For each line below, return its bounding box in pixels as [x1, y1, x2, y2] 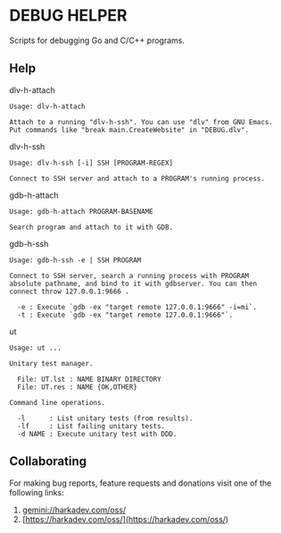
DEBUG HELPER [9, 5, 128, 26]
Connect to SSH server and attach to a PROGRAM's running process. [9, 173, 266, 183]
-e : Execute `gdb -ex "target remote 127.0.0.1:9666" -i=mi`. [17, 302, 257, 311]
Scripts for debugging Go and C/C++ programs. [9, 35, 186, 46]
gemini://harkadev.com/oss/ [21, 504, 127, 515]
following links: [9, 486, 64, 497]
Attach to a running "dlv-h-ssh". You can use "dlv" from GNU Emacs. [9, 117, 274, 126]
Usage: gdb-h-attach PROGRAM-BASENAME [9, 207, 153, 216]
